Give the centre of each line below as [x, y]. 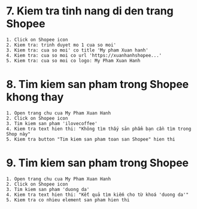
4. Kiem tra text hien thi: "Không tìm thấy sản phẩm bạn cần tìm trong [99, 129]
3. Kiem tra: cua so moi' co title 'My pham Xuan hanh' [77, 50]
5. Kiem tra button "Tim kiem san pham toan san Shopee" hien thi [91, 139]
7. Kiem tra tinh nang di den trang [90, 11]
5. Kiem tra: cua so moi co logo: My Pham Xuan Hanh [73, 60]
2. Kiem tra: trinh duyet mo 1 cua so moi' [61, 45]
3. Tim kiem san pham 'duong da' [48, 189]
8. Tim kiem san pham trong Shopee [98, 84]
